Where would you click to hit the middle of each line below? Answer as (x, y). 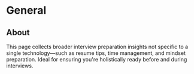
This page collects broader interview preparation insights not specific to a (97, 47)
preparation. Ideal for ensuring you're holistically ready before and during (97, 59)
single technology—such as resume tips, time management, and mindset (96, 53)
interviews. (20, 66)
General (26, 10)
